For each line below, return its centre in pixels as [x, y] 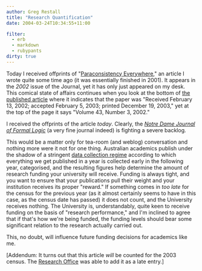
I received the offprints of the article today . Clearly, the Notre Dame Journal [101, 124]
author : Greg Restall [34, 12]
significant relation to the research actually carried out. [75, 225]
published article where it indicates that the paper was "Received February [99, 99]
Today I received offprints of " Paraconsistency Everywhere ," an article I [95, 74]
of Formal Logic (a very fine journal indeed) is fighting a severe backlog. [96, 130]
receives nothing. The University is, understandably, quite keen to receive [98, 206]
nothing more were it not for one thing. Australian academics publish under [100, 148]
